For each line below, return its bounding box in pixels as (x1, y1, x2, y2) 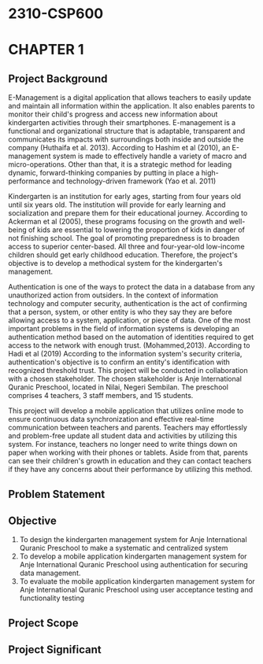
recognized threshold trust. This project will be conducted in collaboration (8, 366, 248, 375)
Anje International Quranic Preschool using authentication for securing (19, 560, 248, 570)
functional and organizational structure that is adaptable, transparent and (8, 127, 246, 136)
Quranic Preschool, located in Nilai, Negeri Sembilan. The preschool (8, 382, 228, 392)
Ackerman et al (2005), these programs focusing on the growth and (8, 217, 228, 227)
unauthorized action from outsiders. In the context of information (8, 290, 219, 300)
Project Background (8, 72, 108, 85)
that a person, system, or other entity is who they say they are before (8, 308, 232, 317)
